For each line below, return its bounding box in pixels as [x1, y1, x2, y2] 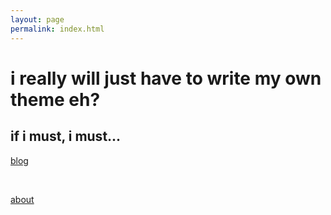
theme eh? [10, 88, 101, 111]
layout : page [10, 14, 65, 25]
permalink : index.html [10, 24, 105, 34]
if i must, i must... [10, 128, 122, 145]
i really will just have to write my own [10, 67, 322, 90]
